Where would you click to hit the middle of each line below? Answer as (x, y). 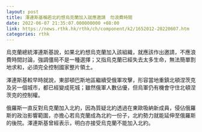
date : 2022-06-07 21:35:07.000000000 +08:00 (63, 23)
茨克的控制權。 (25, 95)
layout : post (23, 12)
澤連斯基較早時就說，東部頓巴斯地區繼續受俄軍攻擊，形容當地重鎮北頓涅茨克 (101, 80)
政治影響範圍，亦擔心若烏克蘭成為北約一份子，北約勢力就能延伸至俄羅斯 (106, 116)
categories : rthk (28, 34)
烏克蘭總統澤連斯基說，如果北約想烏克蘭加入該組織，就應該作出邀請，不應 (98, 52)
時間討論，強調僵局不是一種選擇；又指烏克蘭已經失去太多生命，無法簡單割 (103, 60)
